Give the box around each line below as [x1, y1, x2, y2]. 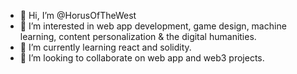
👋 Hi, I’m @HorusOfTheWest [19, 10, 137, 21]
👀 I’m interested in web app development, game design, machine [19, 20, 287, 32]
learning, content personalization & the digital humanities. [19, 31, 257, 42]
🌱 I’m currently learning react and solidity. [19, 41, 192, 53]
